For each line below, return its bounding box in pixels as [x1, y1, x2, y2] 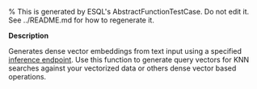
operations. [8, 72, 47, 81]
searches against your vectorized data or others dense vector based [8, 63, 237, 73]
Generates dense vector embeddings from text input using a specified [8, 47, 242, 55]
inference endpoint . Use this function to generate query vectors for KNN [8, 55, 250, 64]
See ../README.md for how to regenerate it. [8, 15, 155, 25]
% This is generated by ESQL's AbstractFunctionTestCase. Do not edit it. [8, 7, 250, 16]
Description [8, 31, 49, 40]
